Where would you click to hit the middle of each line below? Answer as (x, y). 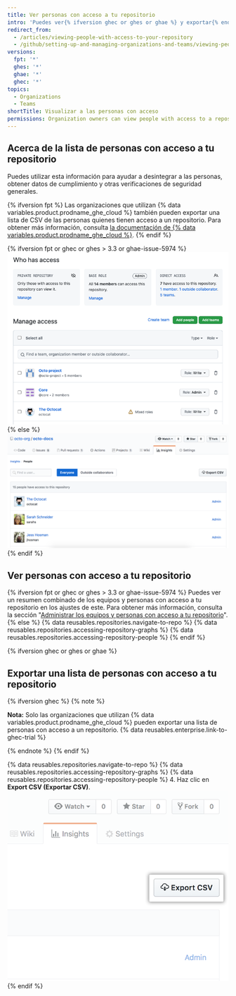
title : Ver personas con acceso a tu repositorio (81, 15)
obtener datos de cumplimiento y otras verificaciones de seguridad (105, 184)
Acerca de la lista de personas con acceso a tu (111, 148)
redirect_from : (29, 30)
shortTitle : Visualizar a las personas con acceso (83, 112)
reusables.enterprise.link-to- (186, 730)
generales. (23, 191)
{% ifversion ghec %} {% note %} (56, 701)
